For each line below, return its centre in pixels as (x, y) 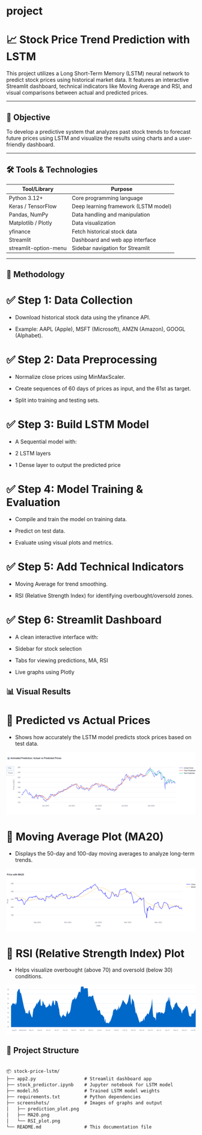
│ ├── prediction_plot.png (43, 1109)
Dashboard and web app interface (114, 240)
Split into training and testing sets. (57, 400)
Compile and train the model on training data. (71, 519)
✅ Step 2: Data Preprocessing (82, 360)
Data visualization (94, 223)
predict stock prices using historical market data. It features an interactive (98, 80)
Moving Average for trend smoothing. (61, 584)
